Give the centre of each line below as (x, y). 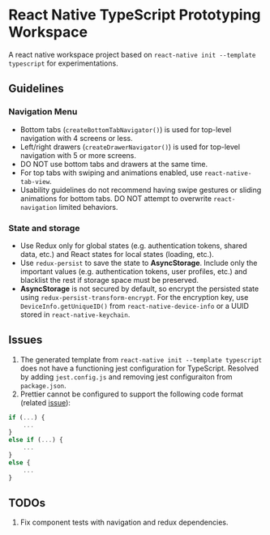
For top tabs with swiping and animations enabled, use (111, 173)
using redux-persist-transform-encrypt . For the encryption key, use (134, 297)
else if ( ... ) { (36, 440)
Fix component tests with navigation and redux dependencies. (124, 522)
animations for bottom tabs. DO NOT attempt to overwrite (116, 198)
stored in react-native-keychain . (75, 315)
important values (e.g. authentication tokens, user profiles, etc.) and (133, 271)
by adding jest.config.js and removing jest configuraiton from (126, 377)
